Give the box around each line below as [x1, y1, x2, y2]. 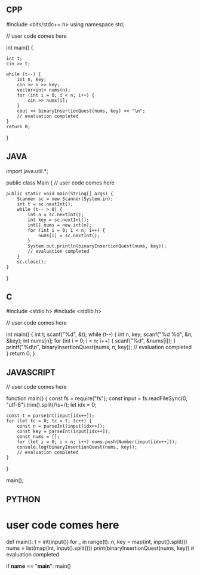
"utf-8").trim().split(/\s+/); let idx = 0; [6, 401, 97, 408]
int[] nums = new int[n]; [27, 222, 93, 228]
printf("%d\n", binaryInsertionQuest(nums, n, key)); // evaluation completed [6, 344, 192, 351]
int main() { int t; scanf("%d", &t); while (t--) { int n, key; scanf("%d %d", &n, [6, 331, 193, 338]
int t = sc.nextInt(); [17, 201, 73, 207]
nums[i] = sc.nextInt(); [38, 232, 100, 238]
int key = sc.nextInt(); [27, 217, 90, 223]
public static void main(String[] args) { [6, 190, 113, 196]
